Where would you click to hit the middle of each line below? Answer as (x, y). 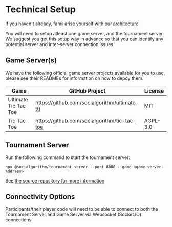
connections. (19, 220)
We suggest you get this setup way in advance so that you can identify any (84, 39)
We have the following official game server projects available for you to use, (85, 73)
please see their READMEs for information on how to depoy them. (74, 78)
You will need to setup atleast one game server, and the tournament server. (84, 33)
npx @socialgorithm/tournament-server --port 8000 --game (68, 167)
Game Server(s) (31, 61)
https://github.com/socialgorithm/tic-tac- (86, 120)
